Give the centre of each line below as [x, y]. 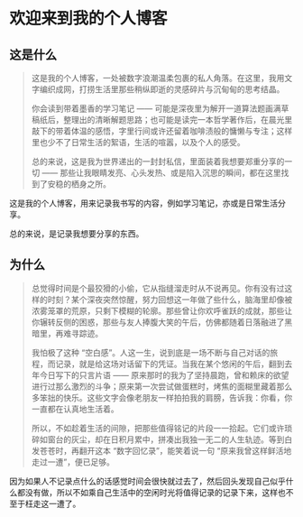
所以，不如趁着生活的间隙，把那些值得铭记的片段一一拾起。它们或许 [158, 428]
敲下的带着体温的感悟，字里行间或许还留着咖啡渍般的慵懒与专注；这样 [162, 131]
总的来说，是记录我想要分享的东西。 [77, 234]
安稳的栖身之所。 [79, 184]
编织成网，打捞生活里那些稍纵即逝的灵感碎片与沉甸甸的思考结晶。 [162, 89]
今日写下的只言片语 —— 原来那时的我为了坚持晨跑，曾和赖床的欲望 [164, 374]
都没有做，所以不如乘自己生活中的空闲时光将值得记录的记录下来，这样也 [151, 492]
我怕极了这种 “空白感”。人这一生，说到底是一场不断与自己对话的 [151, 352]
